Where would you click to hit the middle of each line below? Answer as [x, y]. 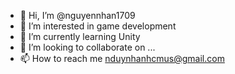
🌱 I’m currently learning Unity [80, 36]
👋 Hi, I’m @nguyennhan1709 [77, 15]
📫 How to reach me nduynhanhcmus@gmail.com [122, 58]
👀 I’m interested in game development [98, 26]
